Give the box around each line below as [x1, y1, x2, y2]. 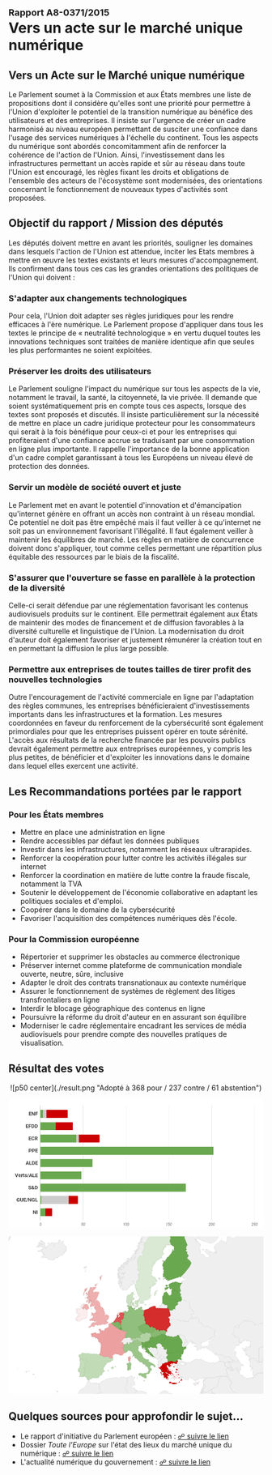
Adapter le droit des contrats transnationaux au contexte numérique [19, 978, 247, 987]
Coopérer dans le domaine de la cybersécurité [19, 905, 176, 914]
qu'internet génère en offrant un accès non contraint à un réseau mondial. [8, 509, 256, 518]
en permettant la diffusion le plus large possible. [8, 644, 169, 653]
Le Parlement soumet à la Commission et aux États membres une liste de [8, 90, 252, 99]
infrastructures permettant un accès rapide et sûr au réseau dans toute [8, 159, 245, 168]
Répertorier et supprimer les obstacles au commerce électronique [19, 952, 240, 961]
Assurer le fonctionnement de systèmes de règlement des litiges [19, 987, 236, 996]
